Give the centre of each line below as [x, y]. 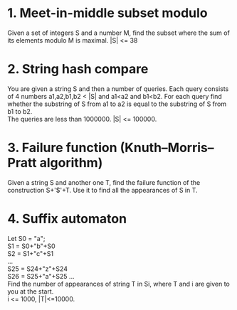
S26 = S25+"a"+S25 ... [41, 276]
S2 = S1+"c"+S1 [31, 253]
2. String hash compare [78, 69]
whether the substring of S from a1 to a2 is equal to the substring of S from [117, 104]
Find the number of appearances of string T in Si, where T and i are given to [118, 284]
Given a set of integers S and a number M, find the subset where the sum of [118, 33]
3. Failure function [62, 148]
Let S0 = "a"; [26, 238]
